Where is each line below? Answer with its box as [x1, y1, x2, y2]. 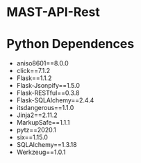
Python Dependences [6, 36, 135, 52]
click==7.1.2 [16, 67, 51, 75]
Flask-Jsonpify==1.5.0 [16, 81, 81, 90]
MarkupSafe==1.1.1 [16, 118, 70, 127]
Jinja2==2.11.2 [16, 111, 58, 119]
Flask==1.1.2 [16, 74, 52, 82]
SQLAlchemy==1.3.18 [16, 141, 77, 149]
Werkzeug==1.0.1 [16, 148, 66, 157]
